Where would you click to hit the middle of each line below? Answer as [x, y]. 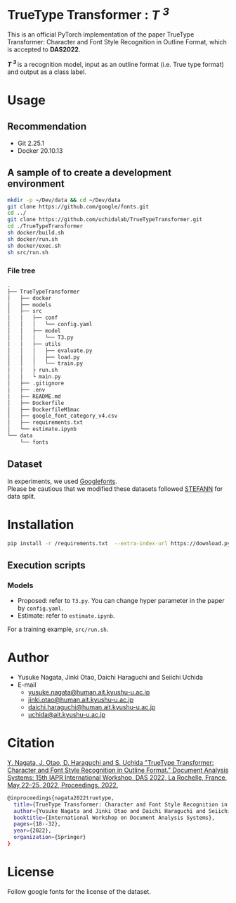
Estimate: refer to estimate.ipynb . [66, 616]
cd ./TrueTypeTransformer [45, 226]
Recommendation [47, 126]
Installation [41, 524]
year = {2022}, [33, 831]
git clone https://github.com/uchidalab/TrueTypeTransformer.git [105, 220]
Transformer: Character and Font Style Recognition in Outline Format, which [117, 42]
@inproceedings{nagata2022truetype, [61, 798]
